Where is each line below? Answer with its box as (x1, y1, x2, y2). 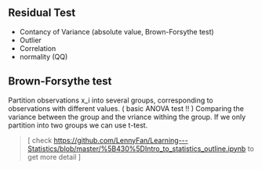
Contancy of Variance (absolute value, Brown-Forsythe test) (19, 27, 214, 36)
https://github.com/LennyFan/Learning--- (53, 135, 188, 145)
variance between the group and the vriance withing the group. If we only (8, 112, 246, 121)
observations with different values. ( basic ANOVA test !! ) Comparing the (8, 103, 245, 113)
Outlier (19, 35, 42, 45)
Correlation (19, 43, 56, 53)
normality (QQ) (19, 52, 68, 61)
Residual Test (8, 6, 76, 20)
